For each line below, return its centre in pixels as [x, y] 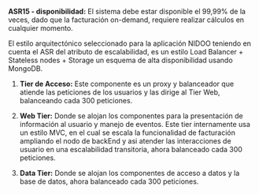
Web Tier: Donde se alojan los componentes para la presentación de [131, 116]
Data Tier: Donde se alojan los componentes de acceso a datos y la [129, 173]
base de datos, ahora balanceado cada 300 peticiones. [109, 181]
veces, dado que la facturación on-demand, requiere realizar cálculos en [126, 20]
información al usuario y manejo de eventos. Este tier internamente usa [135, 124]
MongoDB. [26, 69]
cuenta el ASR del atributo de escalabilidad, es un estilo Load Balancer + [126, 52]
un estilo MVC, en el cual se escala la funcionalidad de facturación [128, 132]
